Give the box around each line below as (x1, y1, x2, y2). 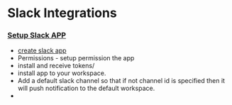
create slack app (17, 46, 67, 55)
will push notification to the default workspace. (17, 84, 155, 93)
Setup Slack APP (7, 31, 66, 40)
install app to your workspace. (17, 69, 106, 77)
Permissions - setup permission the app (17, 54, 135, 62)
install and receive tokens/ (17, 62, 95, 70)
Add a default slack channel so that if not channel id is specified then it (17, 77, 226, 85)
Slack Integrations (7, 5, 117, 21)
